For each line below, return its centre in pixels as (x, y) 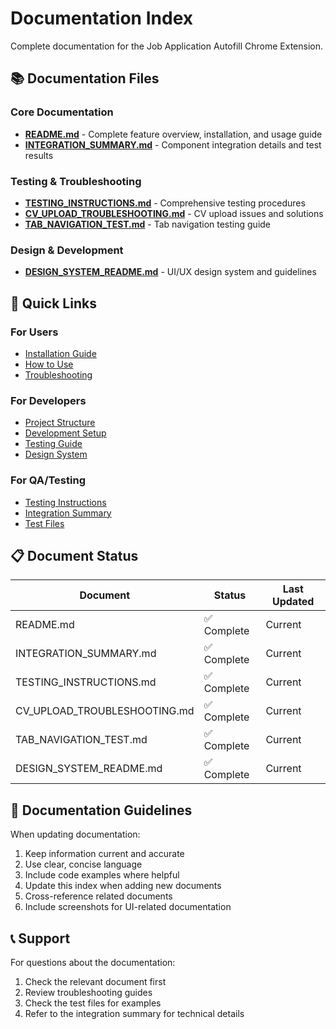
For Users (34, 332)
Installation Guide (60, 353)
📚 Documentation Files (85, 78)
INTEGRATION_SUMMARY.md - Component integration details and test (173, 144)
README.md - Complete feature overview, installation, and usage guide (173, 134)
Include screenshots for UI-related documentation (128, 907)
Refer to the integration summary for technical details (134, 1013)
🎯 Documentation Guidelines (101, 810)
